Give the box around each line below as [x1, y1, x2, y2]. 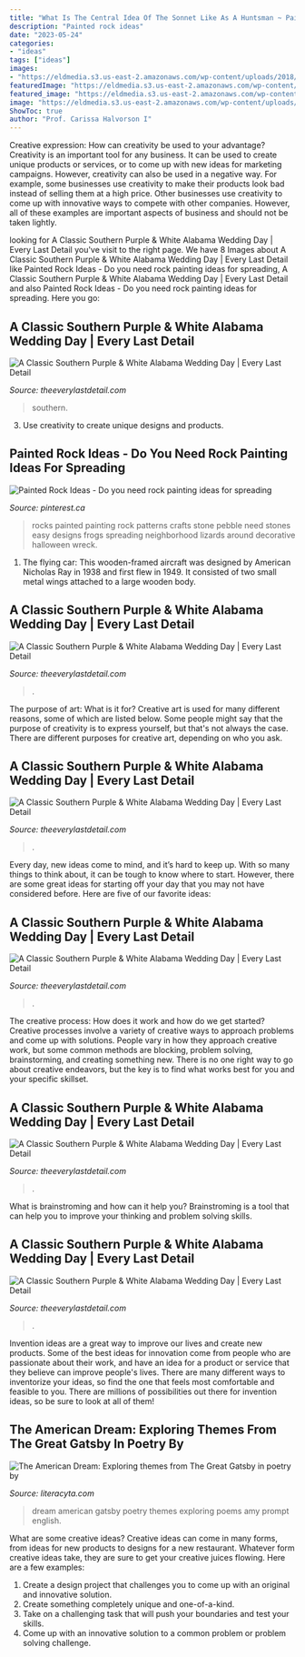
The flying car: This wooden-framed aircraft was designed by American [22, 557, 291, 567]
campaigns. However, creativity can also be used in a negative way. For [9, 169, 278, 180]
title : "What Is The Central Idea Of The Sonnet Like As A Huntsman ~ [9, 13, 282, 23]
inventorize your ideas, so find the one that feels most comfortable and [9, 1376, 275, 1387]
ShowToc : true [9, 106, 64, 115]
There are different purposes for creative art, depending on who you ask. [9, 732, 283, 743]
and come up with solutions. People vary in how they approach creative [9, 1035, 278, 1046]
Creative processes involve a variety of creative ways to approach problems [9, 1025, 295, 1037]
